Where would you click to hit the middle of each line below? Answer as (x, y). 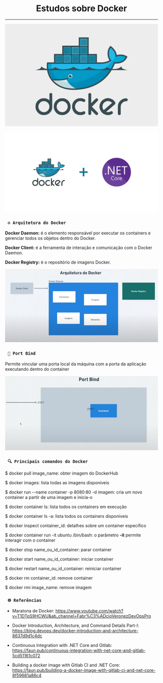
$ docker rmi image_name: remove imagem (49, 588)
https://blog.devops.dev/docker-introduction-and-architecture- (75, 630)
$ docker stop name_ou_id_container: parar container (58, 550)
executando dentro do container (37, 369)
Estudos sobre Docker (81, 9)
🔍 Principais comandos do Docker (48, 462)
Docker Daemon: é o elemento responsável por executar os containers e (78, 233)
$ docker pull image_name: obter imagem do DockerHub (62, 474)
